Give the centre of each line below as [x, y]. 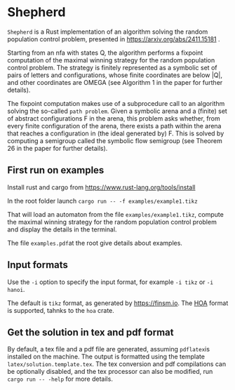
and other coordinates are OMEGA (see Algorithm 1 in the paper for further [115, 82]
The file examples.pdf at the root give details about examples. [95, 243]
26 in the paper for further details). [58, 148]
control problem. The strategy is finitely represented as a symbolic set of [112, 67]
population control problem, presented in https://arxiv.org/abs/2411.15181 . [114, 39]
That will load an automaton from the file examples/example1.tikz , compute [116, 214]
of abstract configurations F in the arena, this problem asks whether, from [114, 118]
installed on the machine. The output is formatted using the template [106, 357]
